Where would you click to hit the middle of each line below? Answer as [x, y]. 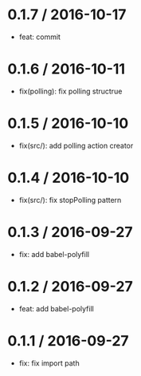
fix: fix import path [49, 363]
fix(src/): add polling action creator [76, 145]
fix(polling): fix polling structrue [70, 91]
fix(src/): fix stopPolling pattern [70, 200]
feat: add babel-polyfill [57, 308]
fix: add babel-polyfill [54, 254]
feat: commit [40, 37]
